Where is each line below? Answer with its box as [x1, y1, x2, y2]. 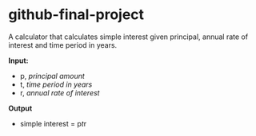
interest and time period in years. [8, 40, 118, 49]
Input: [8, 56, 29, 65]
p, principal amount [19, 71, 86, 80]
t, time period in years [19, 80, 93, 89]
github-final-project [8, 6, 145, 24]
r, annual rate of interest [19, 87, 100, 97]
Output [8, 103, 33, 113]
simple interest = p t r [19, 119, 86, 128]
